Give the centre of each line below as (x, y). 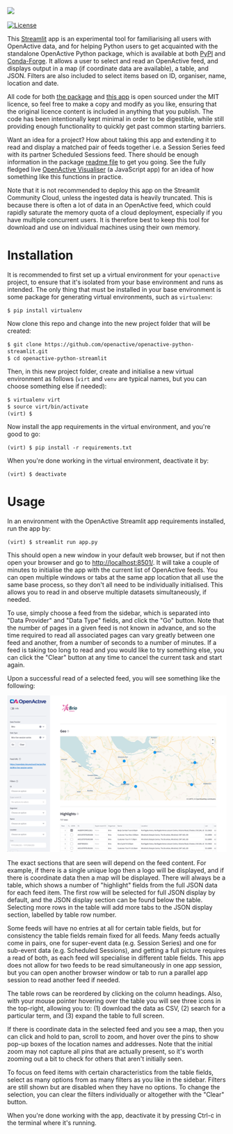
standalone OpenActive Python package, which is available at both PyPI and (116, 54)
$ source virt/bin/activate (48, 407)
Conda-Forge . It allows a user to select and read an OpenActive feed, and (113, 61)
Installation (40, 255)
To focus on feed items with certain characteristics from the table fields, (111, 1073)
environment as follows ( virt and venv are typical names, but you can (107, 378)
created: (19, 331)
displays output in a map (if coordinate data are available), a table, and (108, 68)
